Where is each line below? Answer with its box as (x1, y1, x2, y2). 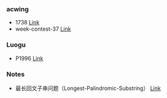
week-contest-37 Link (15, 25, 71, 32)
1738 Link (15, 19, 40, 26)
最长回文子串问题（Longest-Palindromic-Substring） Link (15, 85, 161, 92)
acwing (6, 5, 29, 13)
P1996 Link (15, 55, 44, 62)
